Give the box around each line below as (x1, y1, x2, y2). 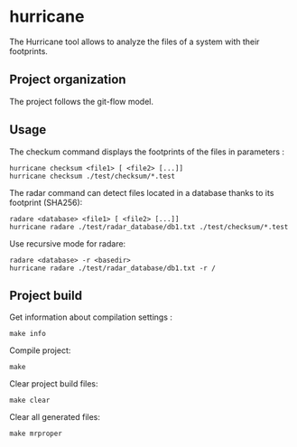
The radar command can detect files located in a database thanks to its (9, 187, 274, 198)
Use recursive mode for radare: (9, 237, 126, 249)
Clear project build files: (9, 378, 98, 389)
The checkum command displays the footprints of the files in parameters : (9, 146, 285, 157)
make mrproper (9, 429, 63, 439)
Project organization (9, 72, 126, 88)
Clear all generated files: (9, 412, 101, 423)
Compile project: (9, 345, 71, 356)
